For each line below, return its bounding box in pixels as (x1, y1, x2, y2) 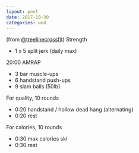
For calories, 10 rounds (6, 124, 62, 131)
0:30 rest (14, 142, 37, 149)
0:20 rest (14, 112, 37, 119)
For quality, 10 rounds (6, 94, 59, 101)
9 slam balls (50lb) (14, 83, 61, 90)
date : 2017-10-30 (6, 14, 49, 20)
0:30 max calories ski (14, 135, 68, 142)
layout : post (6, 8, 39, 15)
